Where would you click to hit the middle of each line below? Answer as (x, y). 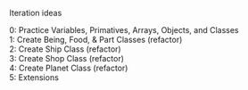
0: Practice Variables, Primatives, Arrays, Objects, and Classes (124, 30)
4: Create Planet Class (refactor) (69, 68)
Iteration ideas (36, 13)
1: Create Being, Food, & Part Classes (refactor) (96, 40)
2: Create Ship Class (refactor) (66, 49)
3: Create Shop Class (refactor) (67, 58)
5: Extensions (34, 78)
